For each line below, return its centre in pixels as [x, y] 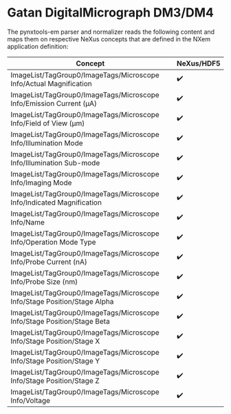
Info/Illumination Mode [47, 143]
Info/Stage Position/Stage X [55, 341]
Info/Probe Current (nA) [49, 262]
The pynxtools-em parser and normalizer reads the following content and [111, 32]
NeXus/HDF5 [198, 63]
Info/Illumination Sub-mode [55, 163]
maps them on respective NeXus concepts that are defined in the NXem [109, 39]
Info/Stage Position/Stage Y [55, 361]
